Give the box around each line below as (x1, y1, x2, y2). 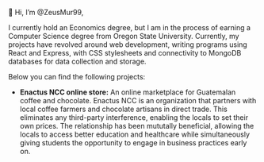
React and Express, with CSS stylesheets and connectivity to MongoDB (8, 48, 242, 57)
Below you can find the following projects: (8, 72, 146, 81)
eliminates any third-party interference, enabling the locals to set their (19, 113, 248, 122)
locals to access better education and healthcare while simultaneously (19, 129, 251, 139)
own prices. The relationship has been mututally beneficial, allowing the (19, 121, 254, 130)
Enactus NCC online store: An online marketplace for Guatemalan (19, 87, 236, 97)
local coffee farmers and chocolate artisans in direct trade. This (19, 104, 228, 114)
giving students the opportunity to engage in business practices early (19, 138, 247, 147)
